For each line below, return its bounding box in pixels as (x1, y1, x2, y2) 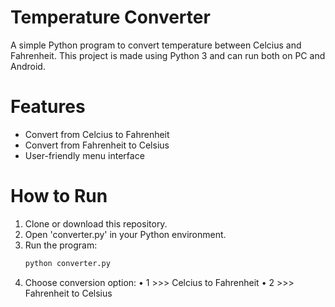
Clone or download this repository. (24, 217, 168, 230)
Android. (10, 60, 46, 72)
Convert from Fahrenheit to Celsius (24, 139, 170, 151)
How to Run (10, 185, 108, 208)
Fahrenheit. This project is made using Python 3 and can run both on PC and (10, 49, 326, 61)
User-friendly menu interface (24, 149, 145, 161)
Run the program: (24, 239, 98, 251)
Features (10, 96, 86, 118)
